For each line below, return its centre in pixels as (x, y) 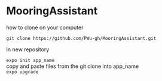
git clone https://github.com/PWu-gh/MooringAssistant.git (81, 38)
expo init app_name (30, 60)
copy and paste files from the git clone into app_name (73, 66)
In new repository (28, 49)
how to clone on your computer (45, 27)
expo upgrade (22, 72)
